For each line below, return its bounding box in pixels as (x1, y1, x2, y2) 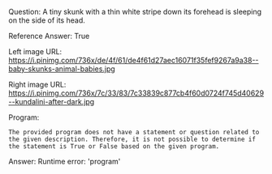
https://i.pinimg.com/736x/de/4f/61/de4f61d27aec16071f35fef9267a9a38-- (8, 56, 259, 65)
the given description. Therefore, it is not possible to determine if (8, 135, 256, 143)
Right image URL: (8, 80, 67, 89)
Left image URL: (8, 47, 63, 56)
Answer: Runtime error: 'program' (8, 157, 121, 166)
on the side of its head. (8, 15, 85, 25)
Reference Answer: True (8, 32, 90, 40)
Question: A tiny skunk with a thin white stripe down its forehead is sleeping (8, 7, 262, 16)
